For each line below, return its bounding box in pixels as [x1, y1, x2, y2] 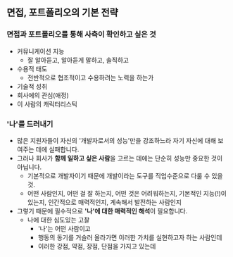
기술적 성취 [16, 82, 48, 90]
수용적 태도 [16, 64, 48, 73]
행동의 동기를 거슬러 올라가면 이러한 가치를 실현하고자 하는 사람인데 [37, 233, 222, 242]
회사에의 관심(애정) [16, 91, 69, 99]
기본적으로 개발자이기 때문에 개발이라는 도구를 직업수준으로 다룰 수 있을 [27, 171, 223, 180]
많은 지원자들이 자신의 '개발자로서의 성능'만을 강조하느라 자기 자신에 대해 [16, 136, 216, 144]
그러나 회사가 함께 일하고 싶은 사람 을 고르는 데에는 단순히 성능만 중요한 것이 [16, 153, 223, 162]
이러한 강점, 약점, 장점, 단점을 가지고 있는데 [37, 242, 156, 250]
